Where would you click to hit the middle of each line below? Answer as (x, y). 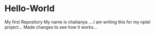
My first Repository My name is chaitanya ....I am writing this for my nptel (78, 22)
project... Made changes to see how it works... (51, 27)
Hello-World (30, 9)
